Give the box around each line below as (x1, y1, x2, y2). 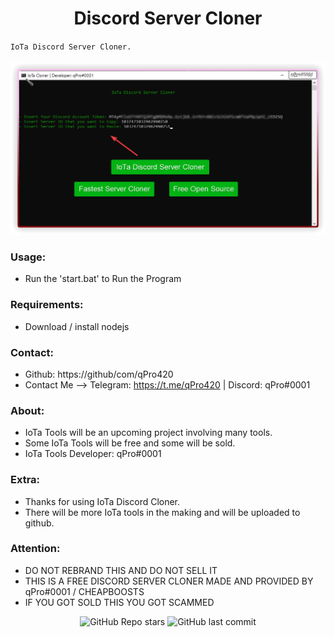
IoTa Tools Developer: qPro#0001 (24, 448, 162, 460)
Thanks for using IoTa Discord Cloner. (24, 495, 181, 507)
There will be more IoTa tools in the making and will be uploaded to (24, 506, 301, 518)
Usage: (10, 250, 47, 264)
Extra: (10, 473, 41, 487)
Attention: (10, 542, 61, 556)
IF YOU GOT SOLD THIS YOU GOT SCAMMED (24, 596, 215, 608)
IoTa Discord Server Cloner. (10, 42, 132, 52)
